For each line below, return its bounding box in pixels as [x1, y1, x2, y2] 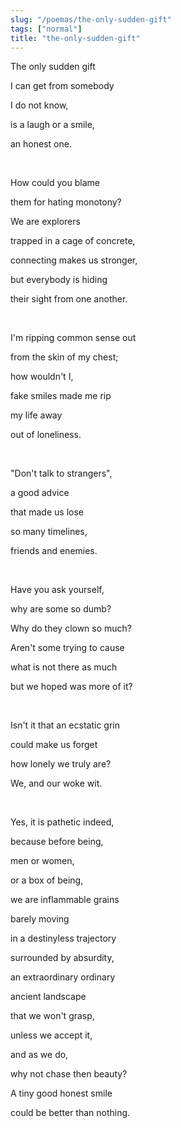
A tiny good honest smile [10, 1087, 113, 1100]
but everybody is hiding [10, 274, 108, 286]
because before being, [10, 836, 104, 848]
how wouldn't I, [10, 371, 74, 383]
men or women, [10, 855, 75, 867]
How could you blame [10, 177, 100, 189]
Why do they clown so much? [10, 622, 133, 635]
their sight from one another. [10, 293, 128, 305]
